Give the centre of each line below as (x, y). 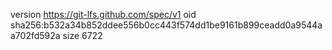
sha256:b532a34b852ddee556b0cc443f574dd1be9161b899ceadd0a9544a (166, 25)
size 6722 (82, 35)
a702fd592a (35, 35)
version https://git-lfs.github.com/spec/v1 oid (103, 14)
